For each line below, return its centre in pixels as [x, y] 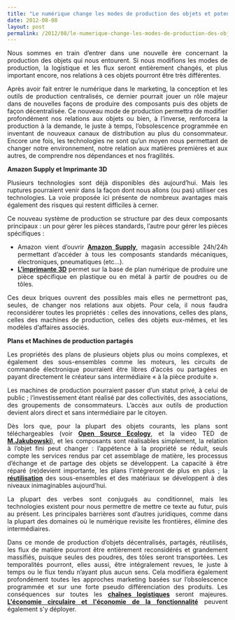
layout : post [26, 27]
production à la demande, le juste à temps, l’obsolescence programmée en [117, 126]
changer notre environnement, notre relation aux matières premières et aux [117, 148]
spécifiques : [26, 233]
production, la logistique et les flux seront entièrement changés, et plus [117, 68]
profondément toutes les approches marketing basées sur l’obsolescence [117, 579]
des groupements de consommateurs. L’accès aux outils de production [117, 405]
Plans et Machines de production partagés [70, 341]
